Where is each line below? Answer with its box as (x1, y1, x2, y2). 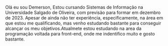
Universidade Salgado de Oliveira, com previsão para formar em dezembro (5, 9, 161, 15)
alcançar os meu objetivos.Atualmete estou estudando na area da (5, 25, 142, 31)
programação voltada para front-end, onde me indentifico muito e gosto (5, 31, 155, 36)
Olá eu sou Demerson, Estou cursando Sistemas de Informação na (5, 4, 143, 10)
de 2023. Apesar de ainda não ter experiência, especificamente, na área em (5, 15, 163, 20)
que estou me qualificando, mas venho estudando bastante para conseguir (5, 20, 161, 26)
